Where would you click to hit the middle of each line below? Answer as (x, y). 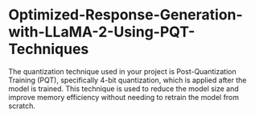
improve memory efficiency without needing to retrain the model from (124, 97)
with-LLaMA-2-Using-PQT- (102, 32)
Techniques (49, 49)
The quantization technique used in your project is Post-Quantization (122, 71)
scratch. (22, 106)
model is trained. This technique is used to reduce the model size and (123, 88)
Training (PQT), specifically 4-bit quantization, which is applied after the (127, 80)
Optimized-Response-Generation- (125, 15)
